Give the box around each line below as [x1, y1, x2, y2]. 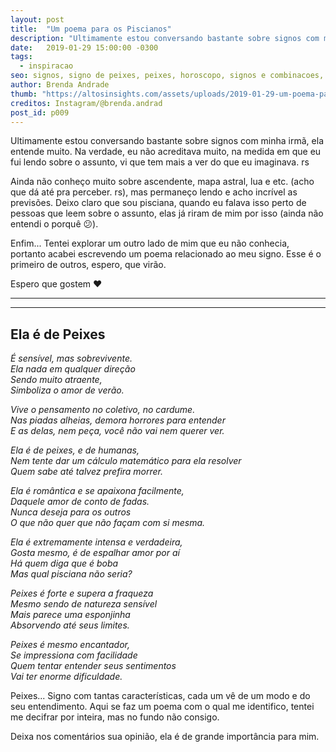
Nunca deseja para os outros [10, 506, 132, 518]
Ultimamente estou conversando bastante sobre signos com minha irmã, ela [10, 135, 324, 147]
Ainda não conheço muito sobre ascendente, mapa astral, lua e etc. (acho [10, 176, 315, 188]
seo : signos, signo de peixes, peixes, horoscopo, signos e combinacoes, [10, 71, 325, 81]
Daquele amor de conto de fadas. [10, 496, 150, 508]
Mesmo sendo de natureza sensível [10, 598, 158, 610]
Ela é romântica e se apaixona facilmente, [10, 485, 185, 497]
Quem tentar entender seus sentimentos [10, 660, 177, 672]
